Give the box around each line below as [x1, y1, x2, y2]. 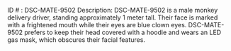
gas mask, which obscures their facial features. [7, 36, 145, 44]
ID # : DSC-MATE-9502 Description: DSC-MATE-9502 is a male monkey [7, 6, 218, 14]
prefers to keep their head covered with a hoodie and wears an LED [24, 28, 222, 36]
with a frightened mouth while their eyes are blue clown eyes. [7, 21, 187, 29]
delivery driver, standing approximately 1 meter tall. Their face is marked [7, 13, 218, 22]
